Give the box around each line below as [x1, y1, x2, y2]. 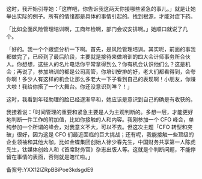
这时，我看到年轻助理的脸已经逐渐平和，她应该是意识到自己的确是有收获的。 [6, 96, 196, 103]
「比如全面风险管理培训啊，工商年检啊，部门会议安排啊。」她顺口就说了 [6, 26, 183, 32]
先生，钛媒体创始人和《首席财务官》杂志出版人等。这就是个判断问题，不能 [6, 146, 191, 153]
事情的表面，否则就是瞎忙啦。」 [16, 153, 93, 160]
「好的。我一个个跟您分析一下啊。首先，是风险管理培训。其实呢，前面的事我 [6, 45, 196, 53]
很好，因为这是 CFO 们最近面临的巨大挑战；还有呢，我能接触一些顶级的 [16, 131, 194, 138]
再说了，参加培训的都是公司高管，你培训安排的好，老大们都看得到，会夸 [16, 68, 196, 75]
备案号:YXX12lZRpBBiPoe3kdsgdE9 [6, 166, 94, 173]
